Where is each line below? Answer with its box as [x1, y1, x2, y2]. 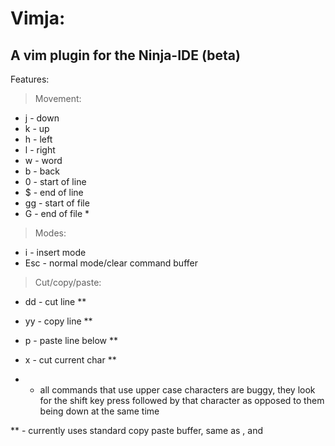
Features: [10, 73, 50, 85]
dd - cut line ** [24, 296, 87, 307]
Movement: [34, 93, 82, 104]
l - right [24, 144, 56, 156]
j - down [24, 112, 60, 124]
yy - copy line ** [24, 315, 93, 327]
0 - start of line [24, 176, 87, 187]
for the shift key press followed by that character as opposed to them [39, 395, 325, 406]
